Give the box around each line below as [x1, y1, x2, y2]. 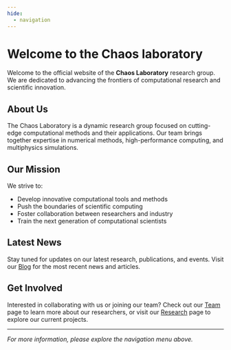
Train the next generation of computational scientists [16, 217, 167, 226]
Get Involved [7, 283, 63, 294]
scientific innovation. [7, 83, 67, 91]
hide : [7, 10, 23, 17]
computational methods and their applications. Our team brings [23, 129, 203, 138]
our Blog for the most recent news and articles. [7, 262, 141, 270]
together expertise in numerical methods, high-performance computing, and [7, 136, 223, 144]
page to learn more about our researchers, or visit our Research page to [7, 307, 211, 316]
